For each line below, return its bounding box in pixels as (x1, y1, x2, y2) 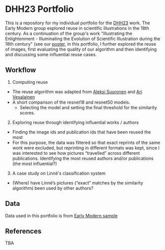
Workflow (5, 66, 36, 74)
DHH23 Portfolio (5, 3, 74, 15)
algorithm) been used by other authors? (12, 185, 94, 191)
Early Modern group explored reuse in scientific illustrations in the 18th (5, 25, 150, 31)
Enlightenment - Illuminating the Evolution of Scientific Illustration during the (5, 36, 161, 42)
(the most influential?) (12, 160, 57, 167)
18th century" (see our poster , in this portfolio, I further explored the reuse (5, 41, 156, 47)
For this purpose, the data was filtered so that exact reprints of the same (12, 139, 161, 145)
